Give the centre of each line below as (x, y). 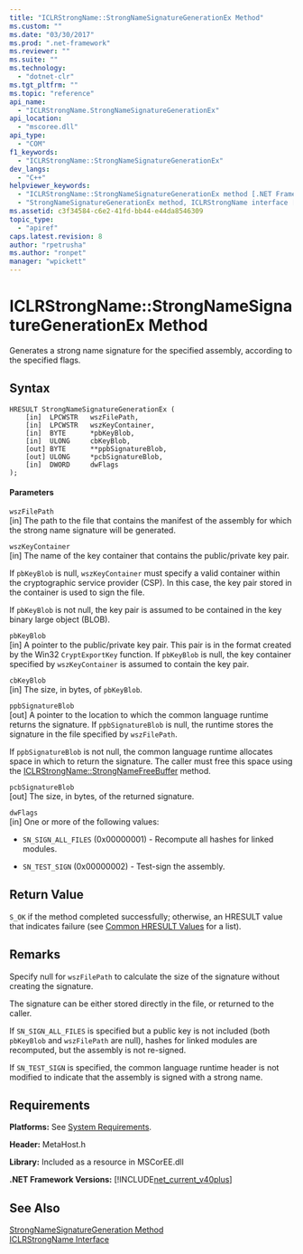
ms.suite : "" (34, 60)
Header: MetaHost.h (47, 1145)
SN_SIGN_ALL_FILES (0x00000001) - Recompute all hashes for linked (148, 839)
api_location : (36, 118)
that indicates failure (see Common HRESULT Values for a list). (125, 926)
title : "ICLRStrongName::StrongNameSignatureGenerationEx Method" (137, 18)
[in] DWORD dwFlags (72, 465)
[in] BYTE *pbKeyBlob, (80, 433)
